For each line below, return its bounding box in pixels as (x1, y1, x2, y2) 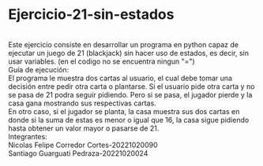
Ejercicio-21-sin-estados (8, 6, 175, 24)
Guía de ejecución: (8, 65, 70, 74)
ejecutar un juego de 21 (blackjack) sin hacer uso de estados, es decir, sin (8, 48, 249, 57)
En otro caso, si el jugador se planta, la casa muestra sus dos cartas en (8, 106, 240, 116)
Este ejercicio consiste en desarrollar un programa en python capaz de (8, 39, 239, 49)
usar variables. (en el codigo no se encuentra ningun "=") (8, 57, 195, 66)
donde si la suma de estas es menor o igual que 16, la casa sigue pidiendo (8, 115, 250, 124)
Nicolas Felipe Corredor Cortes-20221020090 (8, 140, 158, 149)
